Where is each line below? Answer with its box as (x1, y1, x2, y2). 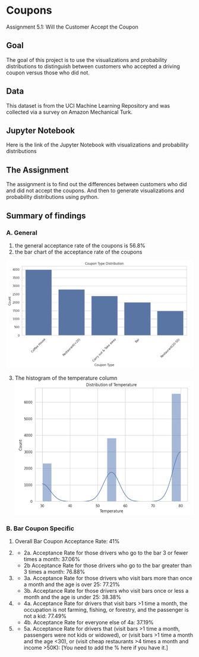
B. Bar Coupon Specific (6, 524, 74, 533)
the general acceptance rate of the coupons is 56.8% (14, 242, 146, 249)
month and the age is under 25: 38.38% (23, 593, 122, 601)
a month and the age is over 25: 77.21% (23, 581, 121, 588)
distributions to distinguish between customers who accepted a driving (6, 62, 180, 70)
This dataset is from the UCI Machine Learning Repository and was (6, 102, 170, 109)
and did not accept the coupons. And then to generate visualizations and (6, 187, 184, 194)
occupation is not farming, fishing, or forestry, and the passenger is (23, 606, 189, 614)
